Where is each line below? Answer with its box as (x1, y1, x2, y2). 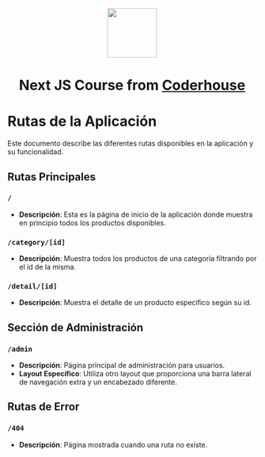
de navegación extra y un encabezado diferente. (18, 377, 177, 387)
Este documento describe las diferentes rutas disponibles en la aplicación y (7, 138, 254, 149)
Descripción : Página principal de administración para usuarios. (18, 361, 225, 370)
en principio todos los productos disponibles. (18, 217, 167, 228)
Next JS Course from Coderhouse (18, 77, 246, 94)
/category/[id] (7, 237, 66, 247)
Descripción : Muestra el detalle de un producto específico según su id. (18, 298, 252, 308)
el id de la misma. (18, 262, 77, 272)
